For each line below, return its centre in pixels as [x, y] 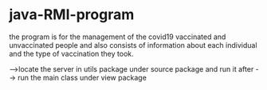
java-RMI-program [72, 15]
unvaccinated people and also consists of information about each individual [133, 45]
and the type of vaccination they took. [71, 53]
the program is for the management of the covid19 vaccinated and [118, 37]
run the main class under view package [82, 77]
